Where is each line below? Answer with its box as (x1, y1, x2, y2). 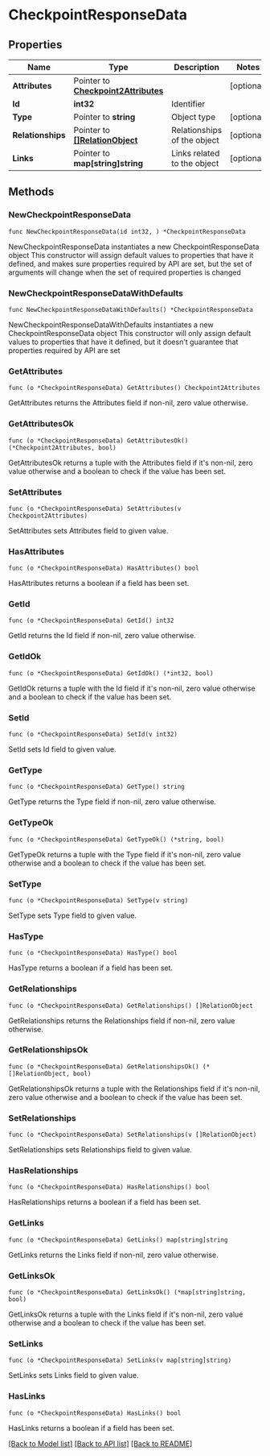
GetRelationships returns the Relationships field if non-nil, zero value (8, 1015, 235, 1025)
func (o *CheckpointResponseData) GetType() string (8, 783, 185, 791)
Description (174, 62, 219, 73)
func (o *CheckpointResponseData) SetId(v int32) (8, 731, 178, 739)
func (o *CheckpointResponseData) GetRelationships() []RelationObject (8, 1002, 253, 1010)
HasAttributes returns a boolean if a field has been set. (8, 579, 190, 588)
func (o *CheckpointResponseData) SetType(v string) (8, 896, 189, 904)
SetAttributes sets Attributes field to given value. (8, 525, 169, 535)
